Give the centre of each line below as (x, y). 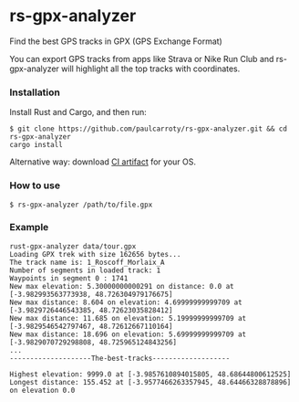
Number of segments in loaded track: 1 (85, 270)
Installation (35, 92)
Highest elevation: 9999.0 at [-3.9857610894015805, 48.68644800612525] (150, 374)
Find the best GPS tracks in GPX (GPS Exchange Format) (116, 41)
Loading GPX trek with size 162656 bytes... (95, 254)
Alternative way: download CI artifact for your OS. (103, 162)
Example (29, 227)
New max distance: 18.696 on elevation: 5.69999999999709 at (128, 334)
